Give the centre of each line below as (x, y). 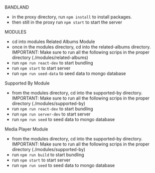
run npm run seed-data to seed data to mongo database (69, 73)
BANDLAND (17, 7)
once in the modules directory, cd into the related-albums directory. (81, 47)
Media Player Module (26, 129)
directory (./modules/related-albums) (50, 57)
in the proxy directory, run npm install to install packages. (72, 17)
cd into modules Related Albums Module (53, 41)
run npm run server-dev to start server (51, 114)
